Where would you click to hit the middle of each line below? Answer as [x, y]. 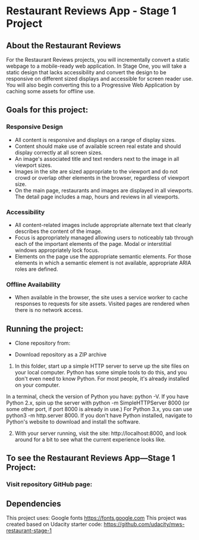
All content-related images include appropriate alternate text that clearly [103, 225]
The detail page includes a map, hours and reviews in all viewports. [97, 197]
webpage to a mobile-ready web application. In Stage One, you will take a [97, 66]
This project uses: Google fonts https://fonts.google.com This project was [97, 518]
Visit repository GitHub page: [49, 484]
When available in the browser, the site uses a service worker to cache [101, 298]
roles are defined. [36, 269]
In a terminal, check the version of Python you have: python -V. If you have [97, 397]
